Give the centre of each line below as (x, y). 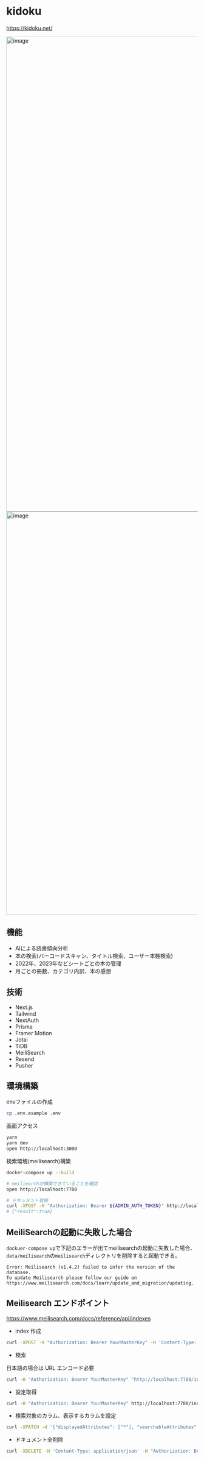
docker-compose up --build (40, 1172)
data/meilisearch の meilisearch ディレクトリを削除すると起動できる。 (93, 1255)
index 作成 (28, 1331)
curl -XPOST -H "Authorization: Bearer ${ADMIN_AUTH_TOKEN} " (85, 1206)
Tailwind (25, 1013)
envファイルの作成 (30, 1102)
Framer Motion (34, 1033)
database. (19, 1272)
